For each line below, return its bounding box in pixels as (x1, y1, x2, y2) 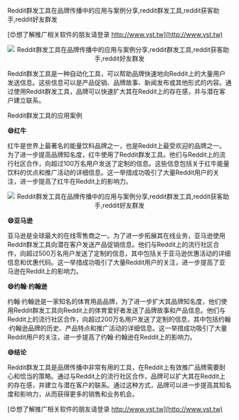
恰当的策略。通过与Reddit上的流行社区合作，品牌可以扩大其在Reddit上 (19, 372, 226, 380)
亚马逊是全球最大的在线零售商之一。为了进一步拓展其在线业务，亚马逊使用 (7, 231, 225, 240)
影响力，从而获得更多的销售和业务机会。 (19, 390, 139, 398)
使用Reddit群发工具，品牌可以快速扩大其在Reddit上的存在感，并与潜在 (13, 88, 220, 95)
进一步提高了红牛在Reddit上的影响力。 (19, 177, 133, 185)
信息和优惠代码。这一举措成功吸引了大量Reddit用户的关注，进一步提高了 (7, 258, 220, 266)
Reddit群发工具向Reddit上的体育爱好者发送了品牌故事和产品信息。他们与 (13, 306, 226, 315)
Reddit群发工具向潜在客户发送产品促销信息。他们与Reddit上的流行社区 (7, 241, 213, 248)
